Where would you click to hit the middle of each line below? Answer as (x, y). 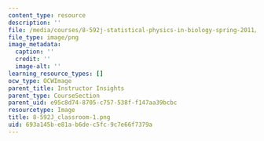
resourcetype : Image (42, 110)
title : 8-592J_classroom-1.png (59, 117)
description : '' (35, 23)
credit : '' (33, 60)
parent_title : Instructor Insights (66, 88)
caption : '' (35, 52)
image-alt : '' (38, 67)
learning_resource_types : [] (56, 74)
